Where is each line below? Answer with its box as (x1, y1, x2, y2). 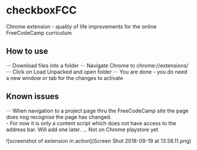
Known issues (6, 92, 59, 102)
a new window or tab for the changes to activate (6, 74, 123, 81)
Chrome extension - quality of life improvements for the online (6, 23, 157, 30)
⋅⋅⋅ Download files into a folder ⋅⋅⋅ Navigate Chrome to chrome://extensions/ (6, 62, 189, 69)
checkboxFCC (6, 4, 77, 17)
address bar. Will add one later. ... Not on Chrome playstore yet (6, 126, 159, 133)
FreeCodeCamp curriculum (6, 29, 72, 36)
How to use (6, 46, 48, 56)
